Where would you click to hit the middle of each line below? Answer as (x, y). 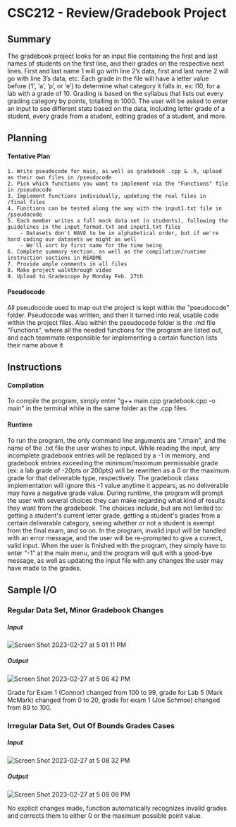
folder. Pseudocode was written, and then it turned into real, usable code (113, 315)
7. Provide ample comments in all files (68, 264)
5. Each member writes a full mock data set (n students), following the (118, 220)
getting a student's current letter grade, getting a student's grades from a (114, 515)
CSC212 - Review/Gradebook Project (117, 13)
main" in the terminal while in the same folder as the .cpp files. (98, 408)
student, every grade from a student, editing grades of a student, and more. (117, 116)
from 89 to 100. (29, 707)
